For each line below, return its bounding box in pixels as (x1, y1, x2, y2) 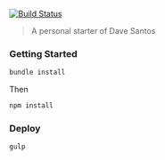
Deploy (9, 122, 41, 134)
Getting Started (9, 47, 78, 60)
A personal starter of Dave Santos (30, 26, 156, 36)
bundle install (9, 68, 66, 77)
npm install (9, 101, 54, 110)
